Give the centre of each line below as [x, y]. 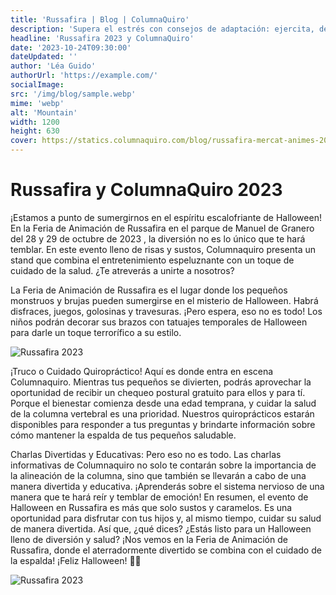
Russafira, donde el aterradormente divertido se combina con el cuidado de [166, 550]
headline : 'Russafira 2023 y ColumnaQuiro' [102, 38]
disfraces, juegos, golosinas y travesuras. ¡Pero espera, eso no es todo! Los [166, 311]
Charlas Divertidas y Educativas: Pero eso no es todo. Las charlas [146, 454]
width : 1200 [35, 122]
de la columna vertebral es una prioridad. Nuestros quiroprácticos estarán [162, 413]
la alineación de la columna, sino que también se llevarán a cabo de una [158, 475]
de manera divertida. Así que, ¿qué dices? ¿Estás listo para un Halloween [161, 528]
